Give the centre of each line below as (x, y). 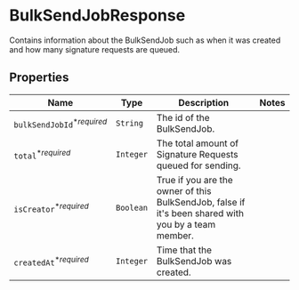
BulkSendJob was (194, 261)
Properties (39, 78)
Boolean (132, 207)
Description (204, 102)
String (129, 123)
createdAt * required (51, 261)
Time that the (184, 250)
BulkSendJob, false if (201, 202)
